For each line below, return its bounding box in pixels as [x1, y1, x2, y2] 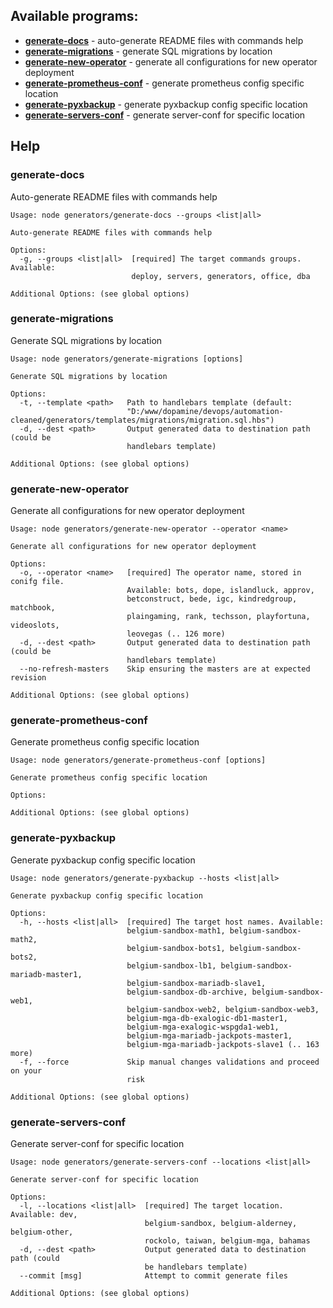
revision [10, 673, 47, 683]
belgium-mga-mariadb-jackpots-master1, [126, 1030, 293, 1041]
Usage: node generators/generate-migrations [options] [10, 354, 244, 364]
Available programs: [10, 8, 139, 25]
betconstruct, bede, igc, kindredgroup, [126, 594, 298, 604]
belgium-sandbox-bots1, [126, 943, 226, 953]
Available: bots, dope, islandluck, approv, [126, 585, 315, 596]
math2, [10, 934, 38, 944]
